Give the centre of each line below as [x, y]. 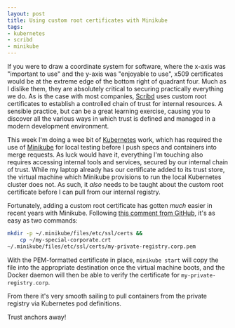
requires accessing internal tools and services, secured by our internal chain [118, 162]
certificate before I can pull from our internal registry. [84, 192]
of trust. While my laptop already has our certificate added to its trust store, [116, 170]
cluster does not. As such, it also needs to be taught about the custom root [115, 184]
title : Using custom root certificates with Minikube [88, 20]
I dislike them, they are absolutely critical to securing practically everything [115, 89]
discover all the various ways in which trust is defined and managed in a [112, 119]
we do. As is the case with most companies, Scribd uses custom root [107, 96]
